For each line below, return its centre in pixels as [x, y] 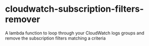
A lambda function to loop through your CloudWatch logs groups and [75, 33]
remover [23, 19]
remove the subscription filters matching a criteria [56, 38]
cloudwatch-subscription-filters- [74, 9]
